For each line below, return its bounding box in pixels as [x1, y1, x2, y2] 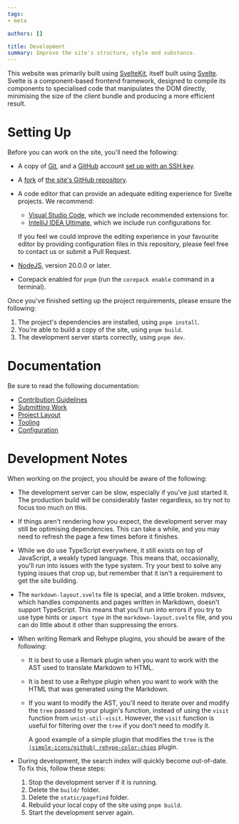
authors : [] [7, 30, 43, 37]
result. [7, 99, 26, 108]
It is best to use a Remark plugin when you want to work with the [28, 656, 219, 664]
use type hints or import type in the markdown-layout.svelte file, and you [17, 613, 233, 621]
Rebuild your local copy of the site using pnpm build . [28, 800, 183, 809]
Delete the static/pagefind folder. [28, 793, 129, 801]
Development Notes [7, 451, 128, 467]
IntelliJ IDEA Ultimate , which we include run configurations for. [28, 218, 213, 227]
